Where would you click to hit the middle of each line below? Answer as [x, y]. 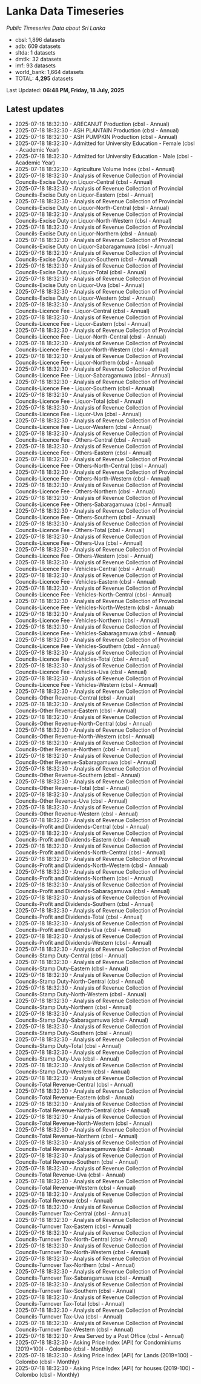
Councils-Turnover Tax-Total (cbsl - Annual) [70, 1303]
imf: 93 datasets [35, 66]
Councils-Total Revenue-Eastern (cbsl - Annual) [74, 1097]
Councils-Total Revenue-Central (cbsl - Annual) [74, 1084]
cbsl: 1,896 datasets [40, 39]
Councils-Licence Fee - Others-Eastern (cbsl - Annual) [84, 453]
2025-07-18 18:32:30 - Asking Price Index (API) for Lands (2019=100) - [104, 1355]
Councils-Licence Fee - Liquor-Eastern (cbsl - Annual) [83, 323]
